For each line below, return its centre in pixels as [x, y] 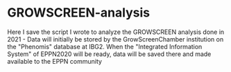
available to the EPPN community [55, 61]
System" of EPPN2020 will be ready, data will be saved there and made [109, 54]
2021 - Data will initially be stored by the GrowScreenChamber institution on [115, 39]
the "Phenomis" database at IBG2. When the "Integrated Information [105, 46]
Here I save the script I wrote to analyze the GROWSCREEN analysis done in [116, 32]
